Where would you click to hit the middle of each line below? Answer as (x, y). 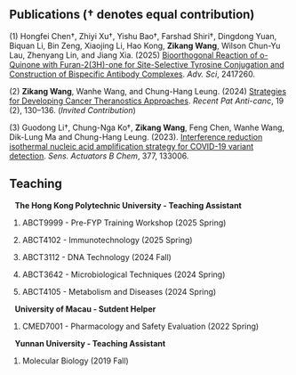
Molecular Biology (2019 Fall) (75, 361)
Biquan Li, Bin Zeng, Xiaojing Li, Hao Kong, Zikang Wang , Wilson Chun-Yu (145, 45)
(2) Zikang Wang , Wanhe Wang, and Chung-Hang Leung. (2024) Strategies (148, 91)
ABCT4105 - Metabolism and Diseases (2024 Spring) (119, 291)
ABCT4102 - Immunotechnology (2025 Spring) (107, 240)
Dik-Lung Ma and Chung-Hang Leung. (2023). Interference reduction (136, 136)
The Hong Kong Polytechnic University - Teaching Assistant (128, 205)
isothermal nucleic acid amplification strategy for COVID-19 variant (132, 146)
